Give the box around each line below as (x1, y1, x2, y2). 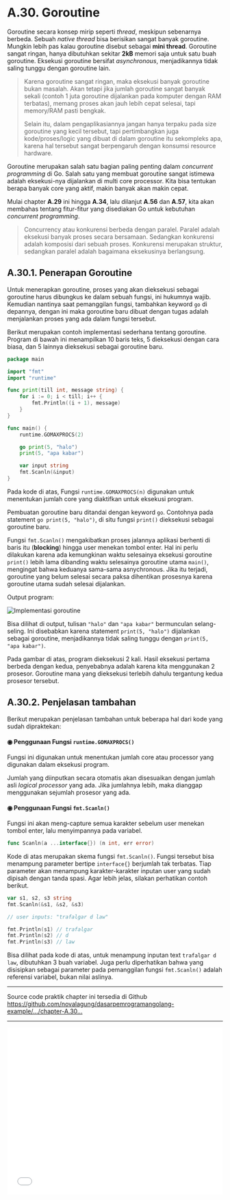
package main (7, 356, 44, 362)
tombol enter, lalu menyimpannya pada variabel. (7, 827, 142, 835)
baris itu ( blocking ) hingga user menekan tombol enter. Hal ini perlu (7, 543, 199, 551)
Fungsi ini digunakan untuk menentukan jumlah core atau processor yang (7, 753, 214, 761)
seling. (7, 627, 26, 635)
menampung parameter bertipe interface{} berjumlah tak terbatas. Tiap (7, 859, 212, 868)
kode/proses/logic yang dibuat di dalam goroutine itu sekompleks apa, (23, 134, 222, 142)
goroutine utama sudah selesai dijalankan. (7, 579, 126, 588)
